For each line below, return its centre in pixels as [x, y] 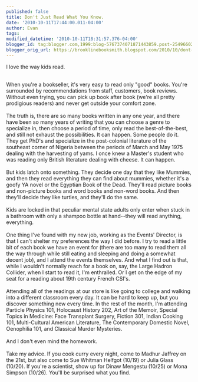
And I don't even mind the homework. [52, 341]
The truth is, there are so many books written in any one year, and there [93, 116]
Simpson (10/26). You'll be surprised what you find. [68, 373]
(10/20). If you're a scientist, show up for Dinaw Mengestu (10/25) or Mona [97, 366]
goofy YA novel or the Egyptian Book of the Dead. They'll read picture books [99, 185]
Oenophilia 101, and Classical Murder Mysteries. [64, 328]
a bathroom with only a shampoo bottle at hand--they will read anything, [94, 216]
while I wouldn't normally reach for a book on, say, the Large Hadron [89, 266]
